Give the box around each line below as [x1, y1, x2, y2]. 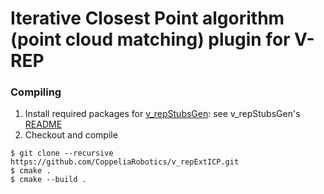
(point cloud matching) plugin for [10, 28, 291, 51]
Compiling [10, 85, 62, 99]
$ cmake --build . [10, 175, 87, 185]
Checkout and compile [24, 129, 118, 141]
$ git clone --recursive [10, 148, 114, 159]
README [24, 118, 63, 131]
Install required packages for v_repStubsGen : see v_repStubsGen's [24, 108, 301, 120]
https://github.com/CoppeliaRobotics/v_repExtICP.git [10, 157, 240, 167]
